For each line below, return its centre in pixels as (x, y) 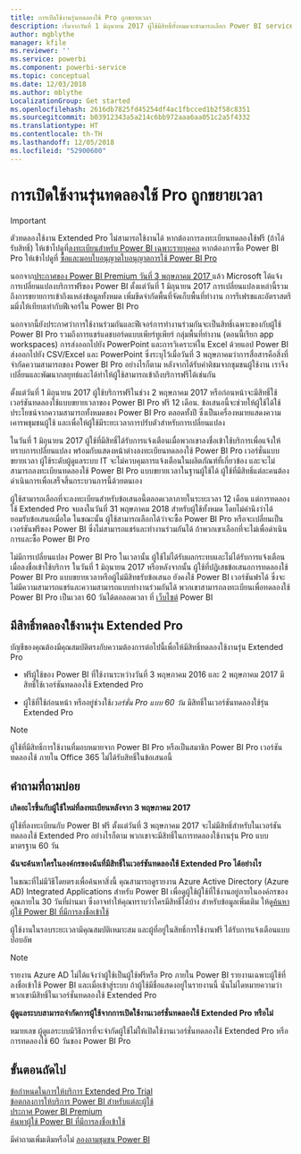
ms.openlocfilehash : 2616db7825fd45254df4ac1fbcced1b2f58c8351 (130, 109)
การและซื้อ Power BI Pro (50, 539)
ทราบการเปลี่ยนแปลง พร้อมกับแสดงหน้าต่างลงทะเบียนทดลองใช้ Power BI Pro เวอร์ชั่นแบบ (145, 450)
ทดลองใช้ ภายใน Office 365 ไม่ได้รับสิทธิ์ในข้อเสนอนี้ (91, 757)
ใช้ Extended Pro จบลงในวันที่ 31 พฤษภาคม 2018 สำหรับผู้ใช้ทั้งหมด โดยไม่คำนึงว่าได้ (142, 509)
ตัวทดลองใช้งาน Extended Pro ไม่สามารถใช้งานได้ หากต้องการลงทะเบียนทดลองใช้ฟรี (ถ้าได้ (147, 237)
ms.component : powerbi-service (68, 68)
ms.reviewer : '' (40, 51)
